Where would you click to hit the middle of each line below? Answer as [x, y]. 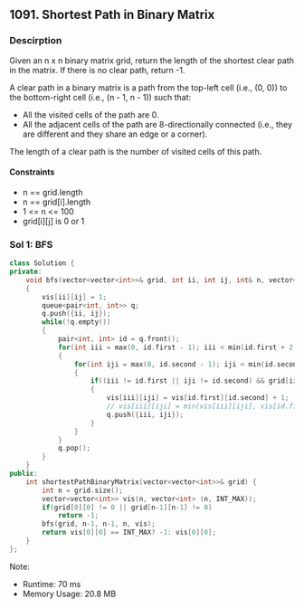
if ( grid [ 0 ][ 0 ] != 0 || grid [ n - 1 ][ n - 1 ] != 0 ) [127, 507]
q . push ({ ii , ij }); [76, 314]
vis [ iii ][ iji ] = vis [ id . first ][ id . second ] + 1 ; [198, 398]
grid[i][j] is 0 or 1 [53, 221]
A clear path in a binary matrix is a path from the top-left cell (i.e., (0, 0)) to [148, 87]
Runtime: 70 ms [52, 584]
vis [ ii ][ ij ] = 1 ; [74, 297]
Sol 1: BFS [31, 244]
